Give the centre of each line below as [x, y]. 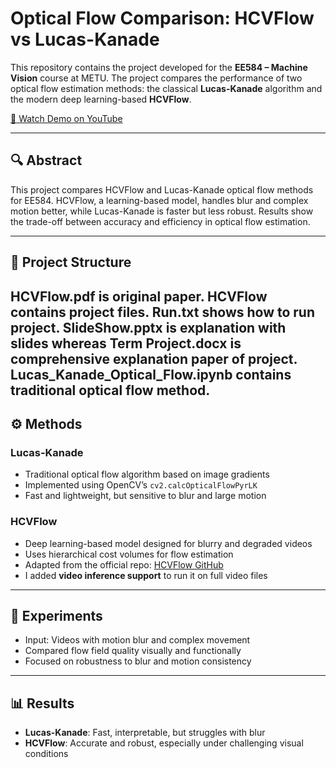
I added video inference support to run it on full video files [146, 575]
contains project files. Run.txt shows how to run [163, 312]
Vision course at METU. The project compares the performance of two [156, 78]
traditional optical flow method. [110, 390]
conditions [46, 754]
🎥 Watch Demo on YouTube [66, 118]
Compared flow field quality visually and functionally [133, 651]
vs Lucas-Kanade [85, 39]
